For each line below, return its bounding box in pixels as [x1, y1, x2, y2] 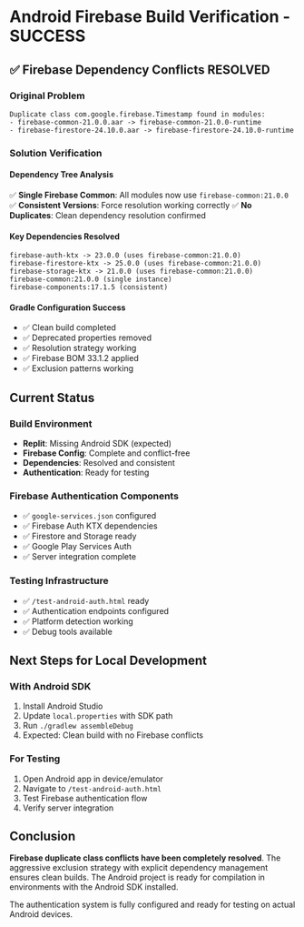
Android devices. [9, 909, 74, 920]
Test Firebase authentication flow [22, 792, 148, 803]
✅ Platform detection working [22, 616, 133, 627]
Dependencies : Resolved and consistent [22, 458, 175, 469]
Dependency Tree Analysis [9, 169, 113, 180]
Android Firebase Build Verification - [9, 6, 290, 27]
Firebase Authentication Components [9, 489, 180, 502]
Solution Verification [9, 146, 103, 159]
